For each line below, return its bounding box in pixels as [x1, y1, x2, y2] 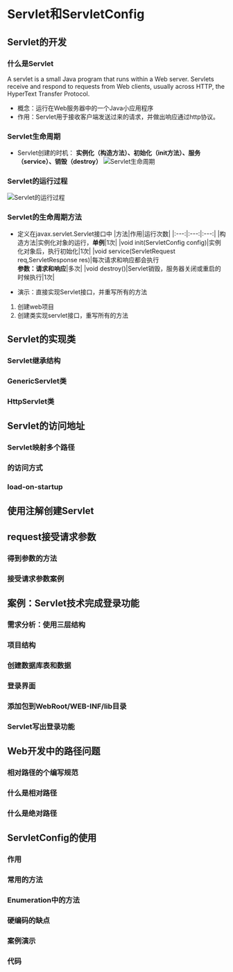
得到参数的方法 [7, 553, 58, 563]
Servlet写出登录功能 [7, 722, 75, 731]
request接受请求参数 [7, 531, 96, 543]
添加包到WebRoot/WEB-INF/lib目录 [7, 701, 127, 711]
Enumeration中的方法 [7, 895, 80, 905]
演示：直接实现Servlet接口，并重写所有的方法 [17, 287, 148, 296]
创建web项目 [17, 302, 54, 311]
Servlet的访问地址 [7, 420, 85, 432]
